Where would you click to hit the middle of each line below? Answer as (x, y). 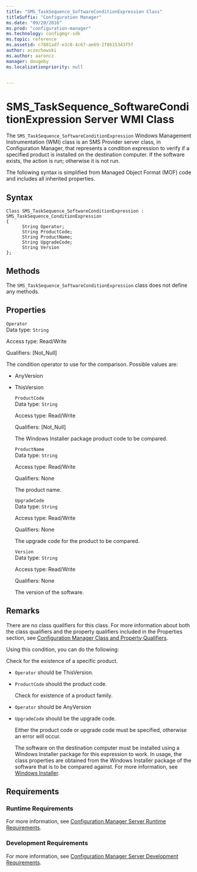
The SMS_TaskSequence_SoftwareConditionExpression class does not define (97, 285)
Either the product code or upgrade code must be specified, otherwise (101, 730)
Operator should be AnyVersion (53, 707)
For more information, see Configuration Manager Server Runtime (86, 822)
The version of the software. (49, 592)
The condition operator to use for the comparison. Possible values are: (92, 364)
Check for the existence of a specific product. (62, 661)
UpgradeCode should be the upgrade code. (65, 718)
